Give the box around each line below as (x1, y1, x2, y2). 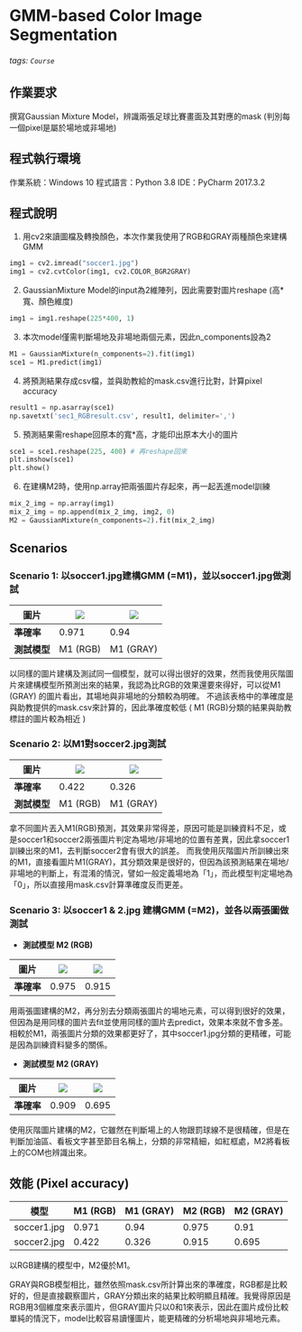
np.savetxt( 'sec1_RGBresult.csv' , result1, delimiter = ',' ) (9, 412, 236, 421)
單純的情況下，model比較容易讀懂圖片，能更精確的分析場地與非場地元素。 (9, 1312, 286, 1323)
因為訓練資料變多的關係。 (16, 1040, 113, 1050)
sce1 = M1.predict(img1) (9, 357, 103, 366)
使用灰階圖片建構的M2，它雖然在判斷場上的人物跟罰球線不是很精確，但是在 (9, 1124, 290, 1135)
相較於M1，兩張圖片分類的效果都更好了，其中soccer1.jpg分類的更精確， (9, 1028, 276, 1039)
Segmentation (9, 24, 118, 45)
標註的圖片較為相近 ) (9, 713, 87, 724)
